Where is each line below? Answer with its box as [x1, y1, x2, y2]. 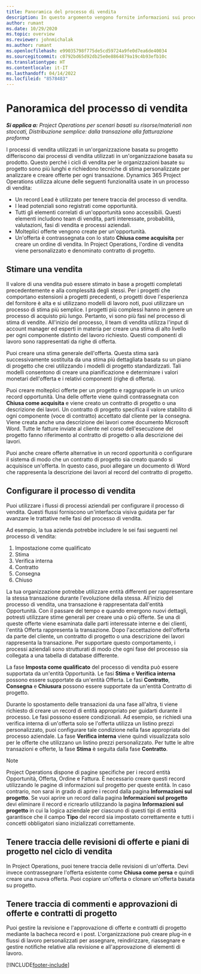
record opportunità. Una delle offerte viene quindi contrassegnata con [6, 393, 179, 400]
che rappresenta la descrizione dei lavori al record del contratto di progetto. [6, 468, 193, 475]
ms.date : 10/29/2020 [6, 25, 58, 32]
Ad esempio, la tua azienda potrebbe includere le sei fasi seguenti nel [6, 526, 178, 534]
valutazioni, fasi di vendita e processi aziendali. [14, 222, 132, 229]
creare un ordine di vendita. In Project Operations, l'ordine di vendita [14, 241, 184, 248]
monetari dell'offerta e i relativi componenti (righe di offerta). [6, 375, 156, 382]
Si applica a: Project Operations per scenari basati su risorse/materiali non [6, 121, 192, 129]
